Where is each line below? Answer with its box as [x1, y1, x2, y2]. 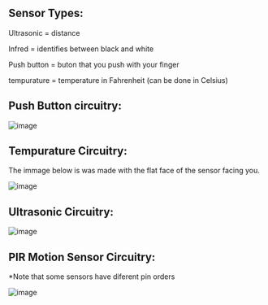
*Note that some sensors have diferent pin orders [8, 272, 175, 281]
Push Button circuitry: [8, 99, 122, 113]
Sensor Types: [8, 7, 84, 20]
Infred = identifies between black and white [8, 44, 154, 54]
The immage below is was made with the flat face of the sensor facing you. [8, 166, 260, 176]
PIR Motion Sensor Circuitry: [8, 250, 156, 264]
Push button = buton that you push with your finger [8, 59, 180, 69]
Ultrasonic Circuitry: [8, 205, 114, 219]
